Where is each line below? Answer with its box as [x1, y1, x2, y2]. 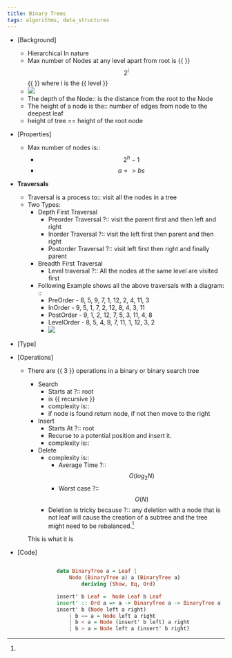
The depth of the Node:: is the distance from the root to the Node [27, 95, 213, 103]
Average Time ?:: [58, 461, 107, 469]
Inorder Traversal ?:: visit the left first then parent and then [48, 230, 214, 238]
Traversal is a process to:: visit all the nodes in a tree [27, 193, 177, 201]
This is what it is [27, 535, 74, 543]
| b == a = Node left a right [68, 612, 156, 619]
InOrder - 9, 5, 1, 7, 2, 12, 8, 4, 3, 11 [48, 303, 145, 311]
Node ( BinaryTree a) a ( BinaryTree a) [68, 574, 181, 581]
